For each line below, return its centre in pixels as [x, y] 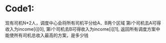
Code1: [20, 9]
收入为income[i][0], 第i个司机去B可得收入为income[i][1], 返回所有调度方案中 [83, 29]
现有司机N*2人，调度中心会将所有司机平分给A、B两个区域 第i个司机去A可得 [83, 23]
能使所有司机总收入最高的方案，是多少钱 [47, 35]
